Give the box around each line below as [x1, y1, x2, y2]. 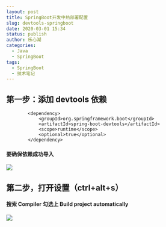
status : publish [6, 31, 47, 37]
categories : [6, 43, 36, 49]
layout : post [6, 8, 39, 15]
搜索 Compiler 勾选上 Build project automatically [6, 201, 129, 208]
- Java [11, 48, 28, 54]
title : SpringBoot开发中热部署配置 [6, 14, 88, 20]
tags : [6, 59, 20, 65]
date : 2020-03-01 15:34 [6, 25, 66, 32]
